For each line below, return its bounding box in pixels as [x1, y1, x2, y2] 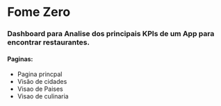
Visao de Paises [17, 85, 64, 94]
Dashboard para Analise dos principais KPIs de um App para [7, 29, 215, 39]
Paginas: [7, 55, 33, 63]
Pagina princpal [17, 70, 63, 78]
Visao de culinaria [17, 92, 69, 100]
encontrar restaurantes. [7, 37, 90, 47]
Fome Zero [7, 4, 71, 20]
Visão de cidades [17, 78, 67, 86]
